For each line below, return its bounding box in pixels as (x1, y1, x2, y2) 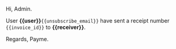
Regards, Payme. (6, 36, 49, 42)
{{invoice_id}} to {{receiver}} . (6, 24, 86, 31)
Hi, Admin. (6, 6, 32, 12)
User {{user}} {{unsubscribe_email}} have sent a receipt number (6, 17, 170, 24)
